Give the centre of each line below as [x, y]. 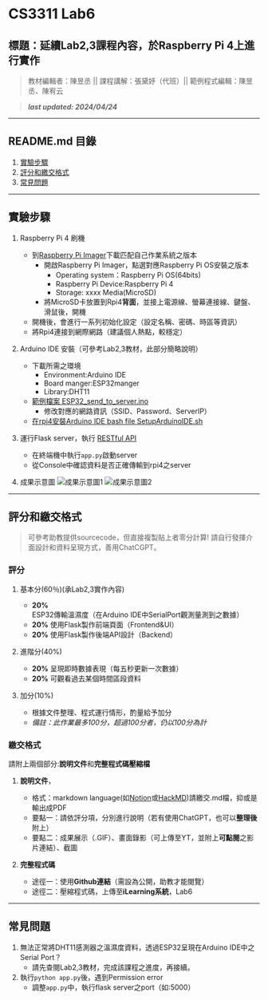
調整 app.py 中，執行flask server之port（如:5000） [113, 987]
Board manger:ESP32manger [91, 383]
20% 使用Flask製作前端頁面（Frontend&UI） [105, 624]
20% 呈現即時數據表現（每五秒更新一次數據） [107, 668]
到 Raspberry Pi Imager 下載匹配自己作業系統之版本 [114, 255]
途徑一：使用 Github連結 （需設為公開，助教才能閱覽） [120, 882]
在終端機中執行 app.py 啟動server [85, 455]
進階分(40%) [41, 651]
